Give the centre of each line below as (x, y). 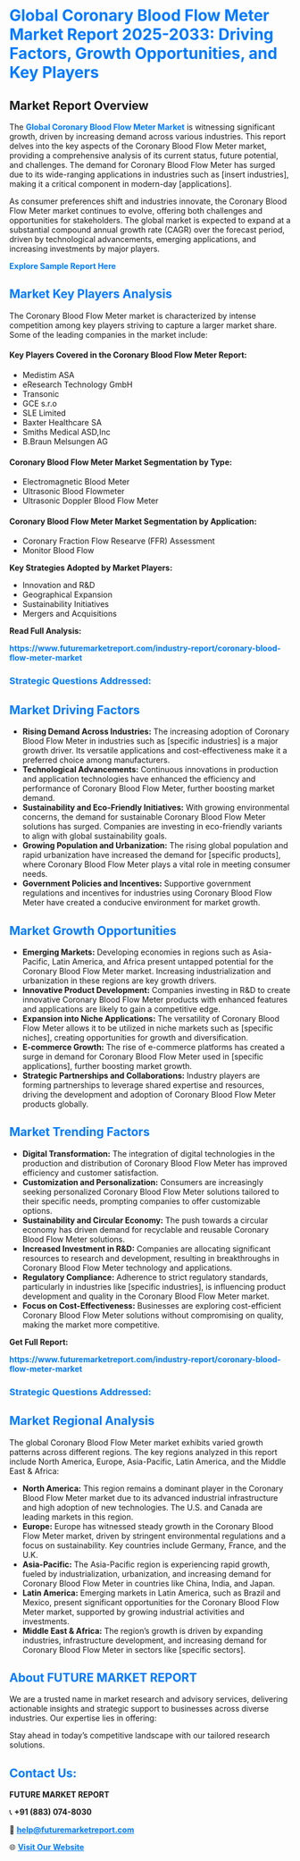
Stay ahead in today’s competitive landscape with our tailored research (140, 1736)
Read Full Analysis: (46, 631)
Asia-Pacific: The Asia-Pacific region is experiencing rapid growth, (146, 1564)
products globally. (55, 1104)
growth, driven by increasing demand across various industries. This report (148, 136)
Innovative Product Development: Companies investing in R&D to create (156, 989)
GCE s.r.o (40, 404)
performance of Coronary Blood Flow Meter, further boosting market (148, 788)
